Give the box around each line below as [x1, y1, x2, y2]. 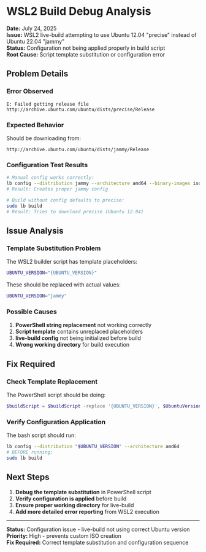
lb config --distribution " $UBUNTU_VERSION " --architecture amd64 [6, 444, 180, 450]
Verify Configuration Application [6, 417, 106, 426]
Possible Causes [6, 307, 57, 316]
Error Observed [6, 87, 53, 96]
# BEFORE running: [6, 449, 53, 455]
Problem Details [6, 69, 69, 79]
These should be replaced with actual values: [6, 281, 121, 288]
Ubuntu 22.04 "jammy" [6, 37, 65, 45]
